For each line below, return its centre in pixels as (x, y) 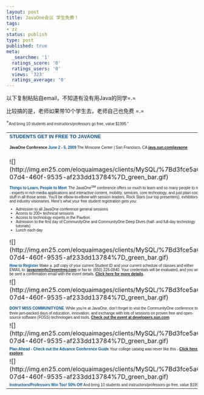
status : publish (27, 35)
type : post (20, 40)
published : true (27, 46)
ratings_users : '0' (36, 69)
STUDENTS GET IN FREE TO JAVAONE (55, 137)
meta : (13, 52)
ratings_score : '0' (36, 63)
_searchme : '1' (31, 57)
